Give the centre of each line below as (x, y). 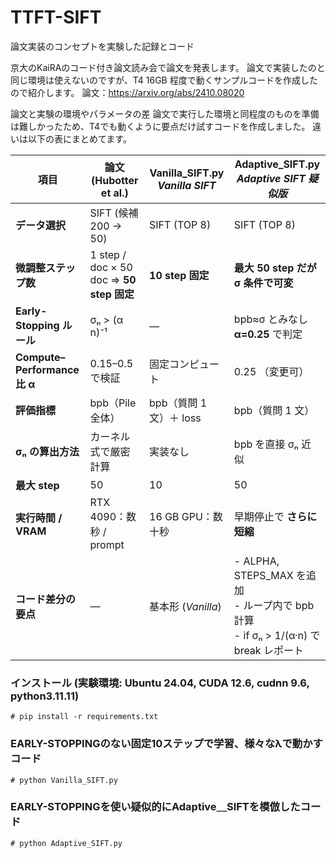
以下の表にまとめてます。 (79, 138)
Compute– (40, 357)
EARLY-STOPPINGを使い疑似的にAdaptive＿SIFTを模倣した (155, 807)
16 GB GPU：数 (186, 516)
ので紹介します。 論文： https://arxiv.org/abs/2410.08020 (127, 92)
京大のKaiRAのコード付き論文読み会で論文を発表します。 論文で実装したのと (168, 67)
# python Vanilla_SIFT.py (64, 780)
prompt (107, 544)
